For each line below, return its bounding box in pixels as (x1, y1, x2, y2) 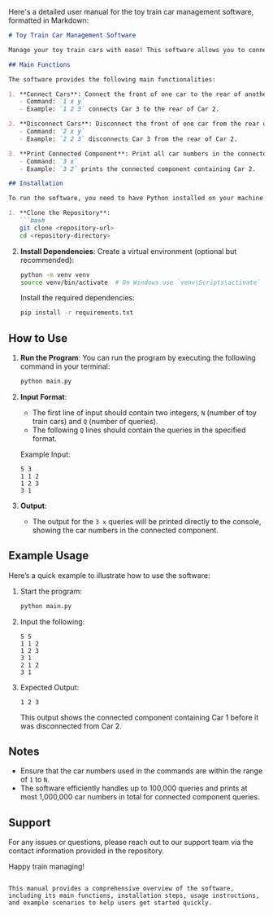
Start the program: (19, 586, 83, 596)
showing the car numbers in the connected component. (32, 525, 219, 535)
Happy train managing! (8, 862, 85, 872)
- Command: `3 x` (19, 157, 79, 165)
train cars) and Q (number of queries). (32, 416, 158, 426)
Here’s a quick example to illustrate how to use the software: (8, 570, 210, 580)
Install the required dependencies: (19, 293, 136, 303)
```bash (19, 217, 45, 225)
